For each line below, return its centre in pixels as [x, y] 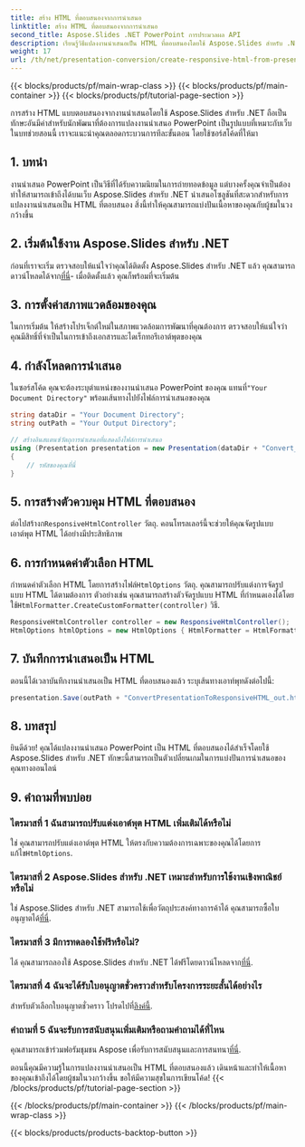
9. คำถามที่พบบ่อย [51, 797]
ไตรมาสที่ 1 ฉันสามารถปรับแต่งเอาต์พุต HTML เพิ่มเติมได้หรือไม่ [121, 823]
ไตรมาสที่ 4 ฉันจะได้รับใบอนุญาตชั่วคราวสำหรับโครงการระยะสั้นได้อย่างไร [136, 986]
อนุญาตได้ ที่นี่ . [31, 918]
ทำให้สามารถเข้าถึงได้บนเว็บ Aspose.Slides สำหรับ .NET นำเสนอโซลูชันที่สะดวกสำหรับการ [149, 194]
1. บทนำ [29, 163]
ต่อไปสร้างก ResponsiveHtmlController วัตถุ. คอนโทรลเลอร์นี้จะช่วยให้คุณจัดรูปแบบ [142, 524]
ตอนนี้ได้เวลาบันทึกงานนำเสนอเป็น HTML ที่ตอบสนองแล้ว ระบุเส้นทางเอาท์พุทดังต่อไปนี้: [143, 680]
